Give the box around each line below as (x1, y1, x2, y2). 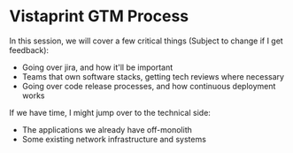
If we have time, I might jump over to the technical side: (9, 107, 211, 118)
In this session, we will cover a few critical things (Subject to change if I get (9, 35, 283, 46)
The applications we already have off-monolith (21, 124, 193, 134)
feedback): (9, 44, 50, 55)
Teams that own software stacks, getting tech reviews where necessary (21, 71, 285, 81)
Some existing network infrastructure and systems (21, 134, 206, 144)
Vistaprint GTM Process (9, 6, 189, 27)
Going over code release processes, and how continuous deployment (21, 80, 276, 91)
